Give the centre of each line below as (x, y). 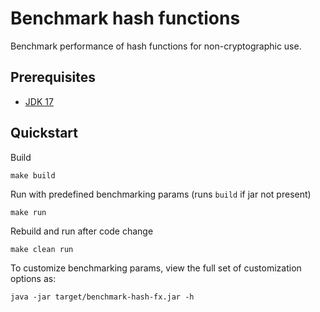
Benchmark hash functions (125, 18)
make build (33, 175)
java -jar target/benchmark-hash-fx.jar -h (102, 297)
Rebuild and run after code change (82, 231)
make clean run (42, 249)
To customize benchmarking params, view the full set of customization (156, 268)
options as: (33, 278)
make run (28, 212)
